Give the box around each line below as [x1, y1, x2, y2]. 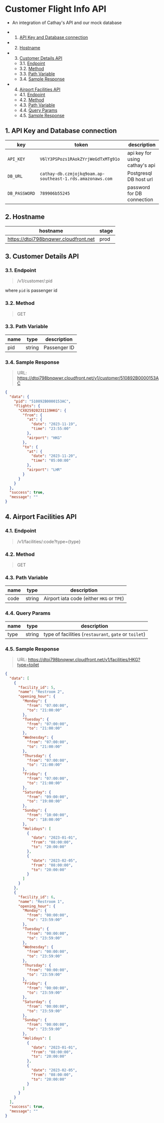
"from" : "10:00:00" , [26, 813, 69, 818]
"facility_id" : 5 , [18, 685, 56, 690]
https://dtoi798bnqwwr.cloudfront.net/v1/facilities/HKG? [28, 656, 141, 662]
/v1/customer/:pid [17, 278, 53, 284]
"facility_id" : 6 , [18, 895, 56, 899]
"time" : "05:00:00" [31, 458, 71, 463]
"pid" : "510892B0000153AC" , [14, 399, 71, 404]
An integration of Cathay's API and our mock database [12, 20, 122, 25]
